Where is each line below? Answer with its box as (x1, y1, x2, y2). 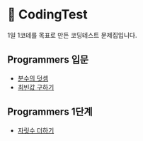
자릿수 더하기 (17, 126, 55, 135)
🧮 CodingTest (7, 6, 88, 23)
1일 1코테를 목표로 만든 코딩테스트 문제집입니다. (7, 31, 137, 39)
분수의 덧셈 (17, 74, 49, 83)
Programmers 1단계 (7, 106, 93, 118)
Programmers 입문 (7, 53, 89, 66)
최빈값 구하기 (17, 83, 55, 91)
